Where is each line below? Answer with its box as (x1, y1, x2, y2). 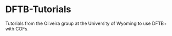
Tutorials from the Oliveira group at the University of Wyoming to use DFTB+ (5, 20, 167, 26)
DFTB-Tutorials (5, 4, 71, 15)
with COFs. (5, 25, 29, 31)
